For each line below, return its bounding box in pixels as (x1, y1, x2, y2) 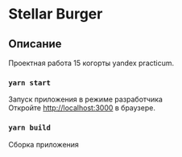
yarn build (8, 123, 51, 133)
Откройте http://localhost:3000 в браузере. (8, 103, 155, 113)
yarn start (8, 78, 51, 87)
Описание (8, 37, 62, 51)
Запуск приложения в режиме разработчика (8, 94, 163, 105)
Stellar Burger (8, 5, 103, 23)
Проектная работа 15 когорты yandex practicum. (8, 58, 175, 68)
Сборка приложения (8, 139, 79, 149)
